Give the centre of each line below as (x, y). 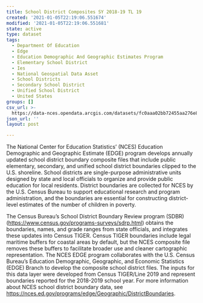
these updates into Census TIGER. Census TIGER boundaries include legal (99, 236)
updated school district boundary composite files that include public (91, 160)
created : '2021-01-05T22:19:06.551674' (56, 18)
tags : (13, 40)
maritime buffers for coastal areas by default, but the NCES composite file (98, 242)
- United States (32, 96)
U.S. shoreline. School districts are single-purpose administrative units (94, 172)
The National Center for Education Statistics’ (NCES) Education (85, 147)
